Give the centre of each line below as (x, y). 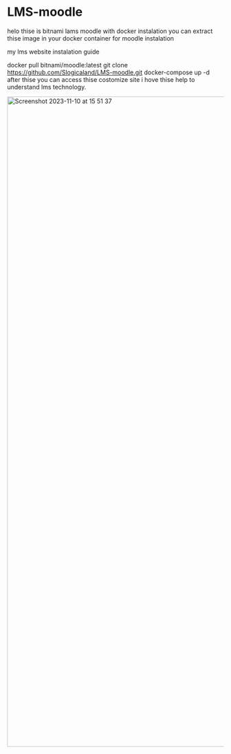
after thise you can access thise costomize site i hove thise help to (101, 79)
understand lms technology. (47, 87)
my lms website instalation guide (53, 52)
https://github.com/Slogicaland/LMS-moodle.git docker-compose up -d (109, 72)
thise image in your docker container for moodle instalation (90, 38)
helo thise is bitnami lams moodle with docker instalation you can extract (110, 31)
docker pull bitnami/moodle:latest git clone (68, 65)
